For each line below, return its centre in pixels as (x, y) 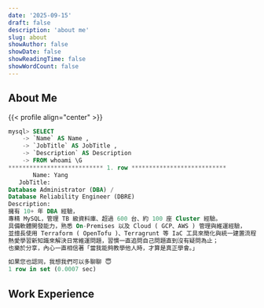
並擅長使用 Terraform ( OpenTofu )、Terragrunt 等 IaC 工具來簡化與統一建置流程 (132, 233)
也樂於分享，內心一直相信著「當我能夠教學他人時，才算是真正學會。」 (103, 248)
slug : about (27, 37)
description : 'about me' (49, 30)
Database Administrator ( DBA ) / (61, 190)
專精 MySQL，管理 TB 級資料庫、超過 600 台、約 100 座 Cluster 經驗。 (115, 219)
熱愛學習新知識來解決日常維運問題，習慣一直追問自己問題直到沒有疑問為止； (114, 241)
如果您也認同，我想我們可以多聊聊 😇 (60, 262)
